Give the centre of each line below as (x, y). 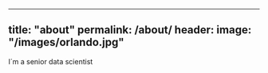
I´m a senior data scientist (51, 61)
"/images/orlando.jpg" (67, 42)
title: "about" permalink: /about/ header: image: (130, 30)
